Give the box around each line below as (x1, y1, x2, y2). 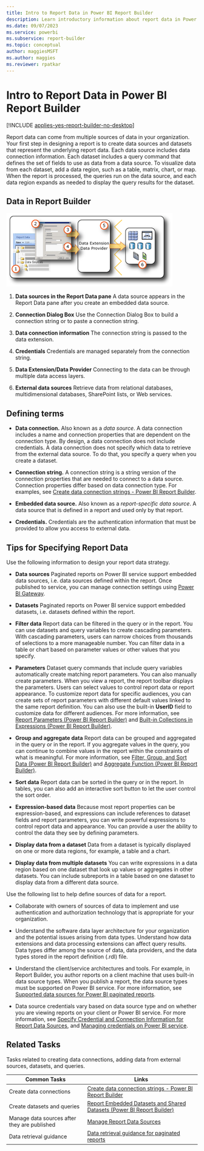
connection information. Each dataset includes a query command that (6, 152, 181, 160)
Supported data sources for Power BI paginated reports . (15, 991, 156, 998)
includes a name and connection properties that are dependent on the (15, 431, 191, 438)
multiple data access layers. (15, 372, 86, 380)
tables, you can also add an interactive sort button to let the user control (15, 785, 196, 792)
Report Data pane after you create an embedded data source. (15, 299, 169, 307)
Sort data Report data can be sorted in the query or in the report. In (15, 779, 184, 786)
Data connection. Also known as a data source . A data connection (15, 424, 183, 432)
